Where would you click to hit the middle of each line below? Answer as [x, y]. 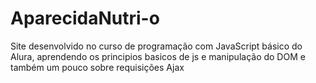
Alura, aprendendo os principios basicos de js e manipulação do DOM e [158, 56]
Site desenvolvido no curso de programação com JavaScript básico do [156, 46]
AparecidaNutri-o [85, 18]
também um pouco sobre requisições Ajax [97, 67]
